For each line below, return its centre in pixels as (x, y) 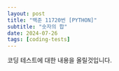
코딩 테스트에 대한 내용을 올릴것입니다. (59, 61)
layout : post (26, 14)
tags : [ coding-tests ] (39, 40)
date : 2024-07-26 (33, 33)
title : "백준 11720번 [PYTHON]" (52, 20)
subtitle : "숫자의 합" (37, 26)
